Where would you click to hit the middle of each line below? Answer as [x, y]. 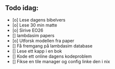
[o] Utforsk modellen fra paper [43, 41]
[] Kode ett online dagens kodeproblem [52, 56]
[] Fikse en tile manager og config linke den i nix [61, 61]
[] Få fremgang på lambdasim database [52, 46]
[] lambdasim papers [33, 35]
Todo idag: [22, 8]
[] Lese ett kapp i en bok [37, 51]
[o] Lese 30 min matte [35, 25]
